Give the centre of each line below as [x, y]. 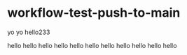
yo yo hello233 [29, 32]
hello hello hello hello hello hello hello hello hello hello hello [92, 45]
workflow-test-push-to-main [94, 13]
